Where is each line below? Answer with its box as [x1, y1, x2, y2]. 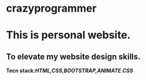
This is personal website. [6, 29, 131, 42]
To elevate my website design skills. [6, 51, 141, 61]
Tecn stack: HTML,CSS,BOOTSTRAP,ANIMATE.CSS [6, 67, 134, 74]
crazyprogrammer [6, 2, 97, 15]
